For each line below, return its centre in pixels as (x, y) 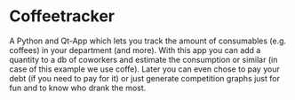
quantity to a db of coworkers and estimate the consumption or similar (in (144, 59)
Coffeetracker (62, 16)
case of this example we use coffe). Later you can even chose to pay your (144, 69)
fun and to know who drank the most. (78, 88)
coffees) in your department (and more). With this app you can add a (135, 50)
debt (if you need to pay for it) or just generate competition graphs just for (144, 78)
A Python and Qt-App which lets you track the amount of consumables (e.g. (148, 41)
